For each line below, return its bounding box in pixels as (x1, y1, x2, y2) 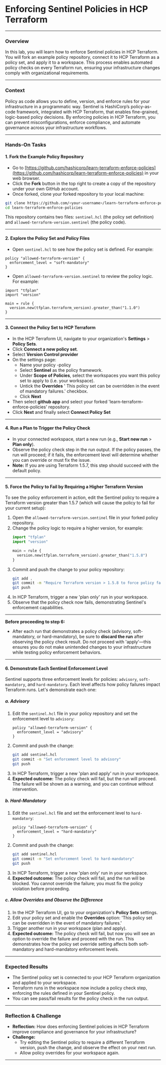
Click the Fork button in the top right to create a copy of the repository (12, 180, 156, 186)
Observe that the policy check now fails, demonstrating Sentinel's (12, 599, 147, 605)
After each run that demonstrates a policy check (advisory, (12, 628, 132, 634)
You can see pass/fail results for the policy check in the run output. (12, 995, 149, 1001)
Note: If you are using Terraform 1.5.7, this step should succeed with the (12, 462, 159, 468)
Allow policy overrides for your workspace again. (19, 1050, 120, 1056)
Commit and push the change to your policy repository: (12, 566, 125, 572)
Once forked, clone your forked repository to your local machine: (12, 191, 145, 197)
